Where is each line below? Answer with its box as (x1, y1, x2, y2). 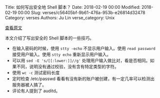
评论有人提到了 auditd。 (12, 88, 60, 94)
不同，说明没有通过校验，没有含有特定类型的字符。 (16, 64, 119, 69)
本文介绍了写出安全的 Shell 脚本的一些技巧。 (5, 35, 94, 41)
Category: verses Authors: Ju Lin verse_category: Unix (5, 15, 115, 20)
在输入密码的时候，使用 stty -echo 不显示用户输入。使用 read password (12, 46, 156, 51)
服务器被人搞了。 (12, 82, 47, 87)
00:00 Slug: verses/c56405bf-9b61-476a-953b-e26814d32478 (18, 10, 145, 16)
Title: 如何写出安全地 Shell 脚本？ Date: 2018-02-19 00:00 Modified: (5, 4, 141, 10)
